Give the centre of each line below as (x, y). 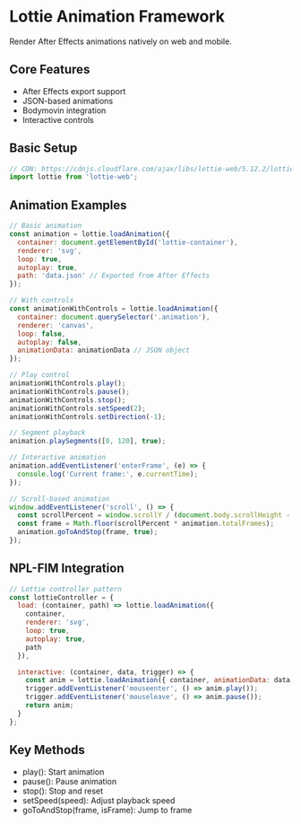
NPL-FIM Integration (67, 569)
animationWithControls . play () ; (68, 383)
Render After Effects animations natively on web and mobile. (121, 41)
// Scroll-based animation (60, 499)
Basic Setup (43, 149)
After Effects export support (74, 91)
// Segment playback (48, 433)
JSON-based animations (68, 101)
